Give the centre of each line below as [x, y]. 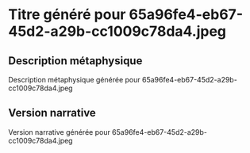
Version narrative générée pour [60, 132]
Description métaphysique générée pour [74, 80]
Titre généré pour [67, 15]
